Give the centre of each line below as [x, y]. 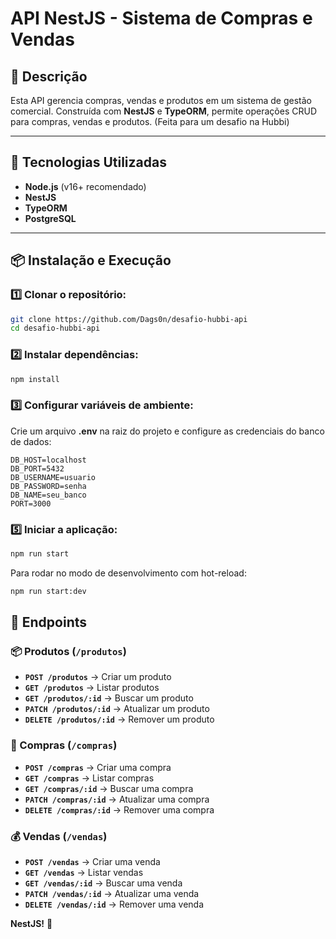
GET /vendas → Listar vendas [84, 873]
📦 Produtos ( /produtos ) [68, 652]
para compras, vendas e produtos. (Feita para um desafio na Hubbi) [150, 121]
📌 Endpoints [49, 622]
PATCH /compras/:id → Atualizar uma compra [117, 799]
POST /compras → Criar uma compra [98, 767]
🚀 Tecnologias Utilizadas [88, 162]
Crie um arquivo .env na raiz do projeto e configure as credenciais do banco [167, 431]
